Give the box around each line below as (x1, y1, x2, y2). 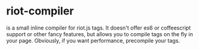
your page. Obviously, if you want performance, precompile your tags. (6, 37, 180, 44)
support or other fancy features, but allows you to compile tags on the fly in (6, 30, 194, 37)
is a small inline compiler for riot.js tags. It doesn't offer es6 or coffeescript (6, 24, 191, 31)
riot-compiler (6, 4, 74, 18)
